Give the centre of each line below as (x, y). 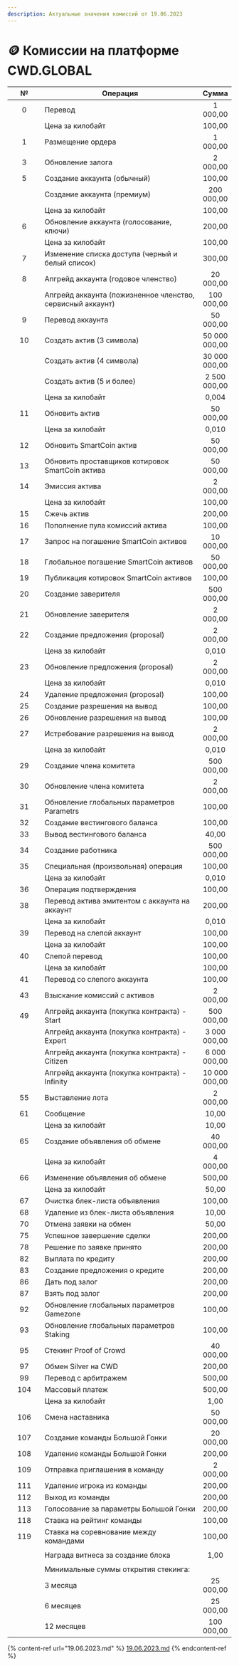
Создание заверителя (82, 594)
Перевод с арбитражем (86, 1378)
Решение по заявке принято (93, 1247)
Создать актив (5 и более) (90, 381)
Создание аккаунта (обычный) (97, 178)
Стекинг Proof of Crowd (85, 1350)
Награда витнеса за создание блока (107, 1555)
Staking (57, 1334)
